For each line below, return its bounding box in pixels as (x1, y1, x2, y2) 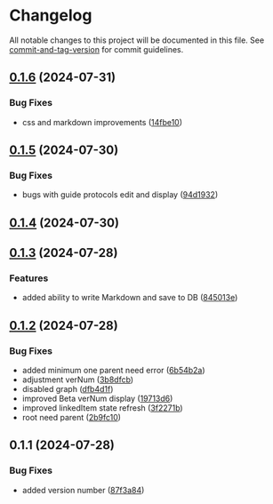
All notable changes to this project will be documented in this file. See (9, 35, 265, 45)
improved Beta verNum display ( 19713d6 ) (21, 393, 173, 404)
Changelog (9, 5, 92, 26)
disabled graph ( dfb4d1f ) (21, 384, 114, 395)
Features (9, 272, 49, 284)
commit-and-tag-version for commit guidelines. (9, 44, 184, 54)
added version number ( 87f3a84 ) (21, 484, 145, 495)
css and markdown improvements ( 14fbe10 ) (21, 116, 183, 127)
